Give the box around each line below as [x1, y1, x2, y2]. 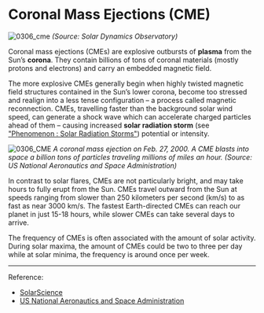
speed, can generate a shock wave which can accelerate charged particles [8, 112, 251, 121]
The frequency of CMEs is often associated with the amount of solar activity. [8, 233, 256, 242]
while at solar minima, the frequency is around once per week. [8, 249, 210, 259]
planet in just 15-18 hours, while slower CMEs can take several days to [8, 209, 235, 219]
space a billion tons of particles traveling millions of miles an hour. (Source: [8, 152, 253, 162]
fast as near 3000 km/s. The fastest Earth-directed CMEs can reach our [8, 201, 241, 210]
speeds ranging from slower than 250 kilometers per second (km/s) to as [8, 193, 245, 202]
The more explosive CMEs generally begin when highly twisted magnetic [8, 79, 244, 88]
